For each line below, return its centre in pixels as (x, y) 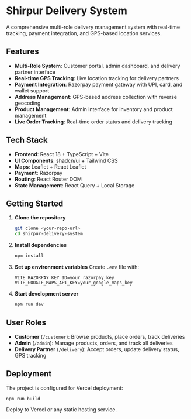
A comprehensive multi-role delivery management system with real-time (93, 27)
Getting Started (35, 203)
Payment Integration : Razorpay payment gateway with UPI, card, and (98, 84)
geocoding (27, 103)
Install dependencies (41, 245)
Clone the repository (40, 218)
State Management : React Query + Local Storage (74, 185)
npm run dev (29, 304)
